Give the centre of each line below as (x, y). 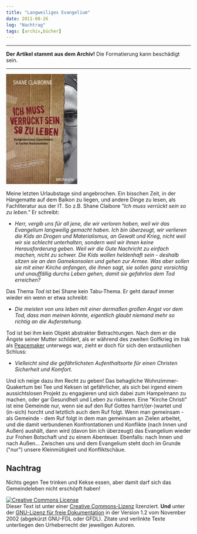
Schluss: (16, 352)
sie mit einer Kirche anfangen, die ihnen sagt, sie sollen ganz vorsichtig (101, 267)
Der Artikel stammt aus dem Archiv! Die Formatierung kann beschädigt (93, 54)
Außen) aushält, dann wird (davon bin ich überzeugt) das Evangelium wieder (98, 431)
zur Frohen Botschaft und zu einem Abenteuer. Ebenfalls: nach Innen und (94, 437)
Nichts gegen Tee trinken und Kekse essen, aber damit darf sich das (89, 482)
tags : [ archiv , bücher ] (34, 31)
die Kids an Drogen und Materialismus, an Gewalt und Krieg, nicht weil (100, 236)
